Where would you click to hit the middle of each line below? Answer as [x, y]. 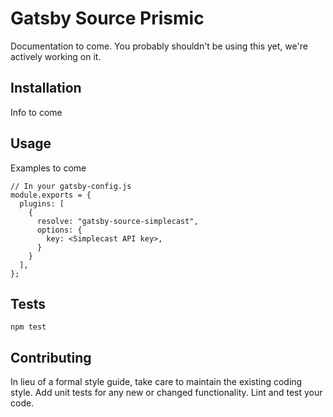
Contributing [51, 357]
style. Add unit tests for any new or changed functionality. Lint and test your [166, 393]
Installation [46, 88]
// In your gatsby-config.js [71, 186]
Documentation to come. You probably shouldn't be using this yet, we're [159, 46]
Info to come [36, 112]
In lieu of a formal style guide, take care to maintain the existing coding [156, 382]
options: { [59, 230]
